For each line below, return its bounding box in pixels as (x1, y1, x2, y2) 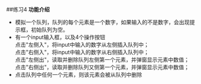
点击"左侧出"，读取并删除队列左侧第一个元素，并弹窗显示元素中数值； (14, 56, 190, 63)
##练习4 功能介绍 (6, 6, 50, 13)
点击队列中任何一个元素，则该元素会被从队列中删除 (14, 71, 142, 78)
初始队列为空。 (31, 26, 68, 33)
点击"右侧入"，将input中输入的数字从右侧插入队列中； (14, 49, 149, 56)
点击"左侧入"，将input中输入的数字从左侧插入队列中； (14, 41, 149, 48)
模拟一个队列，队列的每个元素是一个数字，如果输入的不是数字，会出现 (14, 19, 190, 26)
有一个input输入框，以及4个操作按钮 (14, 34, 106, 41)
